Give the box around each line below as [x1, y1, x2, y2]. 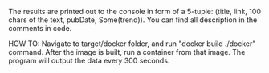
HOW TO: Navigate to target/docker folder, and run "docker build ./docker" [8, 39, 256, 48]
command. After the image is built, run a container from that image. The [8, 48, 246, 56]
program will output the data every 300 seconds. [8, 56, 170, 65]
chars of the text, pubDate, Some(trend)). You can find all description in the [8, 15, 258, 25]
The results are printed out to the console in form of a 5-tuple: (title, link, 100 [8, 7, 261, 16]
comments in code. [8, 24, 72, 33]
